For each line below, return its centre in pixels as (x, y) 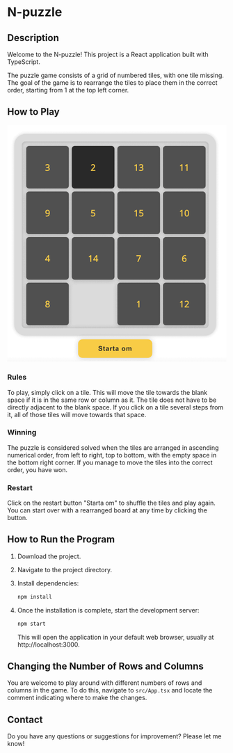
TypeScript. (24, 62)
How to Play (34, 112)
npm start (32, 624)
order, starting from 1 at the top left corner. (68, 90)
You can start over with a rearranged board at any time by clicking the (107, 510)
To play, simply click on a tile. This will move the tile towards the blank (107, 392)
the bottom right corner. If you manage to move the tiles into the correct (110, 462)
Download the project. (49, 556)
